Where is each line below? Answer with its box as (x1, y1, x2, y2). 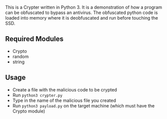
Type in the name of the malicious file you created (12, 97, 116, 103)
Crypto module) (12, 108, 45, 114)
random (12, 53, 29, 59)
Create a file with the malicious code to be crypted (12, 86, 117, 92)
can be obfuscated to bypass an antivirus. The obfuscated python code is (5, 10, 158, 16)
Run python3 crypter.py (12, 92, 63, 98)
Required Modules (5, 35, 64, 43)
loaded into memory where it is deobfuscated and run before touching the (5, 15, 158, 21)
